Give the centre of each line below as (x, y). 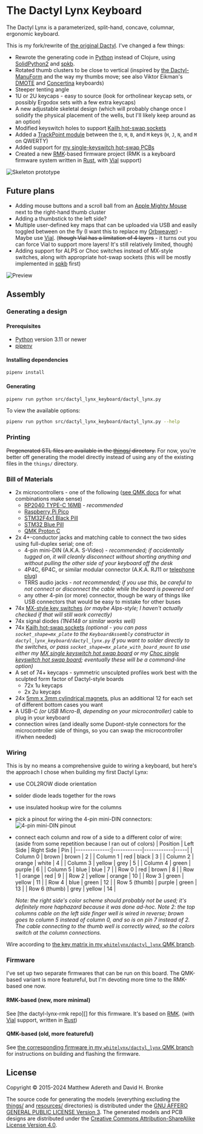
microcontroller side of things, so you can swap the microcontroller (99, 730)
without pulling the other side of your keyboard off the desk (98, 563)
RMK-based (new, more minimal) (48, 1000)
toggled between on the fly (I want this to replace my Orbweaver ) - (98, 231)
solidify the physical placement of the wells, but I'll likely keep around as (105, 115)
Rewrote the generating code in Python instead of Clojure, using (95, 57)
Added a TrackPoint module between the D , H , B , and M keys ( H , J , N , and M (106, 134)
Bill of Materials (30, 479)
